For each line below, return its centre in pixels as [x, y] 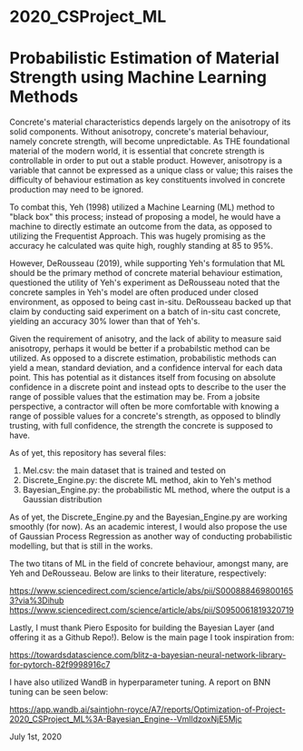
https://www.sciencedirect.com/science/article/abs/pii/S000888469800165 [151, 591]
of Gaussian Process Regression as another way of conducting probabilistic [151, 537]
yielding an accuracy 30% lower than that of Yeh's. [105, 321]
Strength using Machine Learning [138, 78]
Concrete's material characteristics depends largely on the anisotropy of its [150, 122]
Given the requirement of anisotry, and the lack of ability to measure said [146, 339]
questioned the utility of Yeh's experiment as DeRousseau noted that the [145, 282]
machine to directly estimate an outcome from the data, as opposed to [141, 227]
